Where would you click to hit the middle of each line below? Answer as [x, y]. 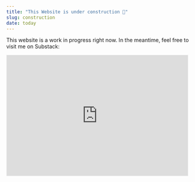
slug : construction [31, 17]
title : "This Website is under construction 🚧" [67, 12]
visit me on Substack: [33, 46]
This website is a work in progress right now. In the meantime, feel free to [97, 40]
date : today [21, 23]
